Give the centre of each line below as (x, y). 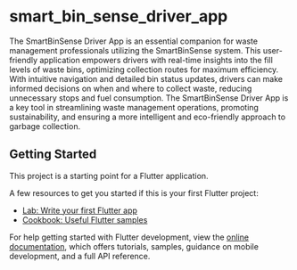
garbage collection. (45, 126)
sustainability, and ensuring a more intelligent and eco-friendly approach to (148, 117)
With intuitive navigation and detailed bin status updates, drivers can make (146, 78)
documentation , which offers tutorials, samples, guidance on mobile (134, 246)
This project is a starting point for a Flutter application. (109, 176)
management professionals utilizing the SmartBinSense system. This (135, 50)
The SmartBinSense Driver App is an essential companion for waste (134, 41)
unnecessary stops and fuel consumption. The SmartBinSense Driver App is (149, 98)
